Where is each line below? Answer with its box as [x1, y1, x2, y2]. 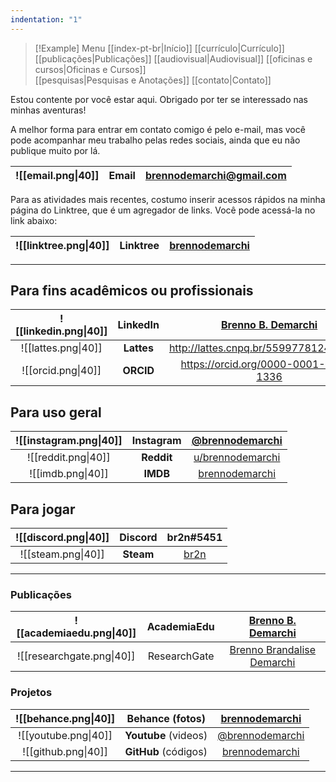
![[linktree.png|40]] [15, 238, 110, 252]
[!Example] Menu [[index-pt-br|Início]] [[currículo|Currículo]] [34, 42, 285, 54]
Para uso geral [10, 404, 102, 421]
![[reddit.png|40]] [26, 451, 111, 465]
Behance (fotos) [126, 711, 206, 725]
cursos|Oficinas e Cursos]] [34, 63, 147, 75]
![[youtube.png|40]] [18, 728, 113, 742]
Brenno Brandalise [229, 643, 317, 657]
